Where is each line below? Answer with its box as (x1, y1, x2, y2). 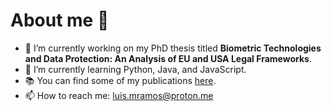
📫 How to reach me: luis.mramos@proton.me (24, 89, 214, 101)
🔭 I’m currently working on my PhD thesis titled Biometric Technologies (24, 42, 322, 54)
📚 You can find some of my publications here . (24, 74, 217, 86)
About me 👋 (10, 9, 110, 32)
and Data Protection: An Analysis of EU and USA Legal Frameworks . (24, 52, 312, 64)
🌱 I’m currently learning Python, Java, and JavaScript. (24, 63, 247, 75)
